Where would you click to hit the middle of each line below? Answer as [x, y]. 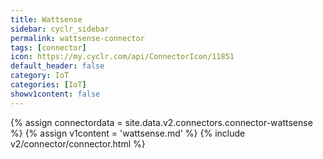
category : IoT [40, 76]
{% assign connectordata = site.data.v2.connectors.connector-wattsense [161, 122]
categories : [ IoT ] [48, 85]
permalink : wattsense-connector [77, 38]
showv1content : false [55, 94]
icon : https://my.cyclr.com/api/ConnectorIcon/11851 [122, 57]
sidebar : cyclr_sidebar [60, 29]
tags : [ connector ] [48, 47]
